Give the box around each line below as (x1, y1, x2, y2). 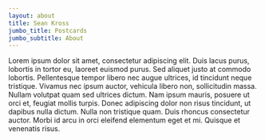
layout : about (8, 11, 56, 20)
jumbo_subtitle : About (8, 34, 84, 42)
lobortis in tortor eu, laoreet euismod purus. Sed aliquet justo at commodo (8, 65, 251, 74)
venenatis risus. (8, 124, 61, 134)
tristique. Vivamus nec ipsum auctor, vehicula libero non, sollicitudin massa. (8, 82, 257, 91)
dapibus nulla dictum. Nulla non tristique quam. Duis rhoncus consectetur (8, 107, 250, 117)
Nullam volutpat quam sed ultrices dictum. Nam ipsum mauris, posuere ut (8, 90, 250, 100)
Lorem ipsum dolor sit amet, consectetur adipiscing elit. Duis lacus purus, (8, 56, 250, 66)
